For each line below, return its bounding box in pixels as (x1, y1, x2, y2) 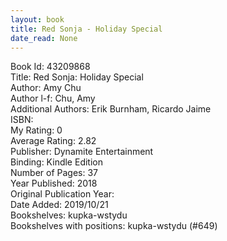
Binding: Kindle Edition (10, 156, 103, 168)
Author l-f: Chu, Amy (10, 92, 96, 105)
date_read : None (10, 33, 78, 43)
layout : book (10, 14, 65, 25)
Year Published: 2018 (10, 177, 98, 190)
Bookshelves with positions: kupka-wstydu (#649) (10, 220, 218, 232)
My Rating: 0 (10, 124, 63, 136)
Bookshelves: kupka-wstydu (10, 209, 128, 221)
